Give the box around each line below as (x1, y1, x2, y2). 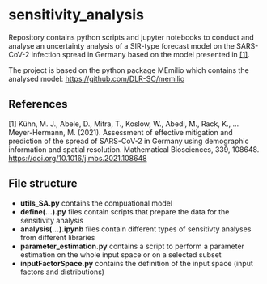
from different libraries (19, 232, 95, 242)
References (8, 97, 68, 111)
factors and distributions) (19, 267, 105, 277)
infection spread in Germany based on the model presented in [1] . (31, 49, 251, 59)
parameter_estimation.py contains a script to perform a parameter (19, 241, 245, 251)
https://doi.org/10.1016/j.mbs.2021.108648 (8, 153, 147, 163)
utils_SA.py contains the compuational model (19, 198, 172, 208)
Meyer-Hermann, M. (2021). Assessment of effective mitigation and (8, 127, 233, 137)
